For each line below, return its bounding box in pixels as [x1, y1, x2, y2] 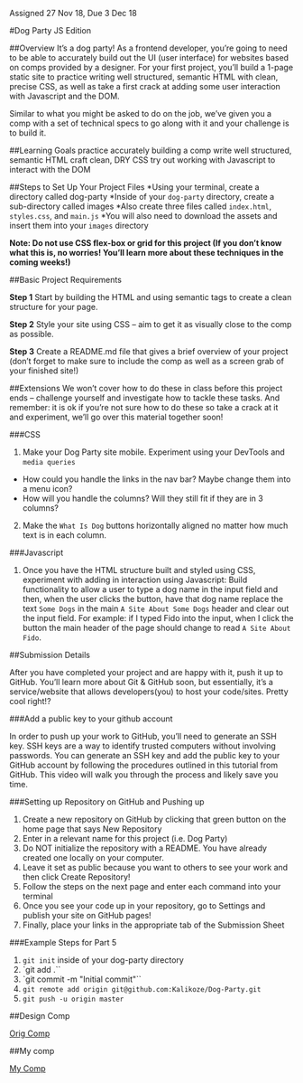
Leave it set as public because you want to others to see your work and [22, 862, 289, 872]
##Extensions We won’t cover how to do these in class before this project [9, 383, 283, 393]
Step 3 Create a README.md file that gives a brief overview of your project [9, 346, 289, 356]
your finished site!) [9, 365, 79, 376]
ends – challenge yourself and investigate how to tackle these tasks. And [9, 392, 280, 403]
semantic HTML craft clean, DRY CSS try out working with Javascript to [9, 155, 276, 165]
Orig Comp [9, 1028, 50, 1039]
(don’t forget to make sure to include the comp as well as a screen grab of [9, 356, 284, 366]
